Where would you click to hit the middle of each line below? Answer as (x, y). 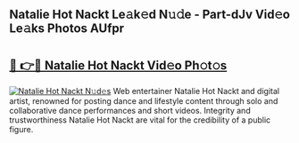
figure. (21, 129)
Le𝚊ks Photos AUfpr (67, 29)
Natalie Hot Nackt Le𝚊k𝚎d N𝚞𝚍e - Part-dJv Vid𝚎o (149, 15)
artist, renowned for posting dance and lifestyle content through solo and (144, 101)
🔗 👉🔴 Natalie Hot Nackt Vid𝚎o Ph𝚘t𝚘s (118, 65)
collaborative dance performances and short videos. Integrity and (130, 111)
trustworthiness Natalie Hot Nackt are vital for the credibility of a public (140, 120)
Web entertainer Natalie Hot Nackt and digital (196, 91)
